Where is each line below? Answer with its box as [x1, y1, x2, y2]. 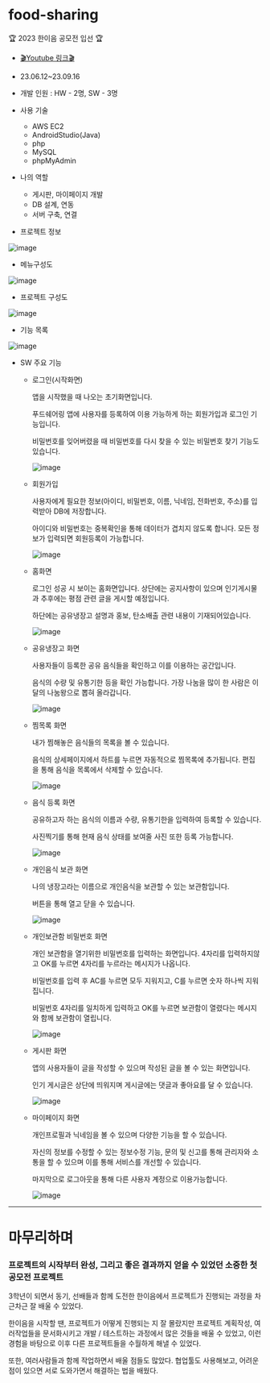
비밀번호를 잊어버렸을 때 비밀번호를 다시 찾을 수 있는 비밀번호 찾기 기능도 [31, 436, 260, 446]
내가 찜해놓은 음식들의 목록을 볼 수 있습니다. [31, 737, 170, 747]
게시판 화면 [31, 1045, 67, 1055]
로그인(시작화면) [31, 375, 83, 384]
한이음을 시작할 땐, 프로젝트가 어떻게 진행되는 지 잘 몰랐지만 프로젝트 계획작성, [8, 1319, 253, 1328]
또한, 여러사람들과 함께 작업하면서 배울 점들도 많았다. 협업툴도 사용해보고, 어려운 [8, 1356, 260, 1365]
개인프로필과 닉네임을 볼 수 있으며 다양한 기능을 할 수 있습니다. [31, 1130, 227, 1140]
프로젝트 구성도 [19, 292, 68, 301]
